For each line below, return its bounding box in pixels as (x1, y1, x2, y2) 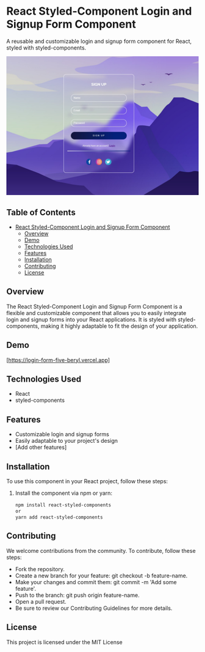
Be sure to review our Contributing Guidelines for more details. (15, 604, 173, 612)
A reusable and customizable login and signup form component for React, (6, 37, 192, 45)
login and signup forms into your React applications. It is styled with (6, 316, 177, 323)
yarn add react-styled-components (15, 514, 103, 520)
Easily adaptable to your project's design (15, 437, 118, 445)
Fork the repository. (15, 565, 65, 572)
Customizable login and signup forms (15, 431, 110, 438)
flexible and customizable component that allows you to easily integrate (6, 309, 187, 316)
